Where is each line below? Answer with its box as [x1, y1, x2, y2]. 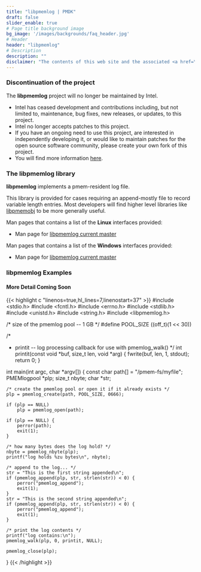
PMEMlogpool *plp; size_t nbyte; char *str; [6, 375, 112, 382]
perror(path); [17, 423, 52, 429]
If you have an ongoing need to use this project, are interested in [14, 129, 175, 136]
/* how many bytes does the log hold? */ [6, 443, 111, 450]
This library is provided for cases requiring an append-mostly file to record [6, 195, 190, 202]
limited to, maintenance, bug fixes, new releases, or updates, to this [14, 110, 182, 117]
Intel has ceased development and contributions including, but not [14, 103, 178, 111]
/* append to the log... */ [6, 464, 77, 471]
